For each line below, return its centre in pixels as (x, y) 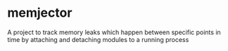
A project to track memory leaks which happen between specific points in (114, 32)
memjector (40, 13)
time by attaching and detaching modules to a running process (98, 39)
